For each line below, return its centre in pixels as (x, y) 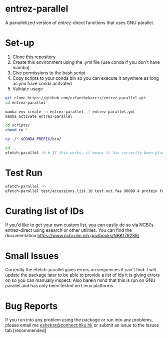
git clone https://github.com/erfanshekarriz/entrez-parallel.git (76, 98)
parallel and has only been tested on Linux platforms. (60, 286)
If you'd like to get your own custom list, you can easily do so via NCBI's (79, 225)
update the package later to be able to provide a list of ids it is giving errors (82, 275)
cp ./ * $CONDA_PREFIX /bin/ (33, 139)
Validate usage (28, 89)
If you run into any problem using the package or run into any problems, (79, 320)
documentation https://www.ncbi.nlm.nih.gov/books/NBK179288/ (72, 236)
